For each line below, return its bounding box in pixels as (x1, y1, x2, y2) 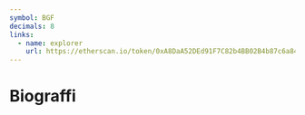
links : (9, 30, 34, 39)
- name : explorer (17, 38, 84, 48)
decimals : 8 (9, 22, 54, 31)
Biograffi (9, 86, 77, 107)
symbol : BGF (9, 13, 54, 23)
